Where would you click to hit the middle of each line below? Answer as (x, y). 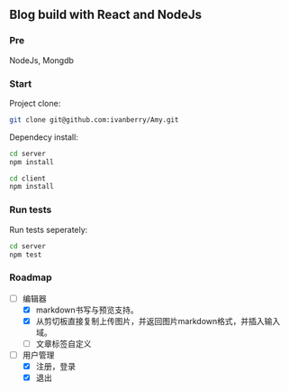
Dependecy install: (44, 137)
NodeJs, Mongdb (42, 60)
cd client (28, 178)
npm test (26, 255)
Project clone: (35, 103)
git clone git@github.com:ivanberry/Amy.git (94, 120)
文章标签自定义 (63, 343)
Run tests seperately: (49, 229)
